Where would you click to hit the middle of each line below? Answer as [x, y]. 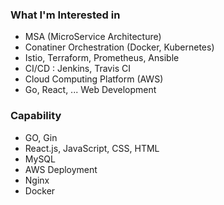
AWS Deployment [61, 169]
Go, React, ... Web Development [90, 90]
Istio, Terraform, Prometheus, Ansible [102, 58]
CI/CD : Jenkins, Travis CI [77, 69]
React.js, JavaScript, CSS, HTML [92, 148]
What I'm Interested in [65, 15]
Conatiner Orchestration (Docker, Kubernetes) [119, 47]
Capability [36, 116]
